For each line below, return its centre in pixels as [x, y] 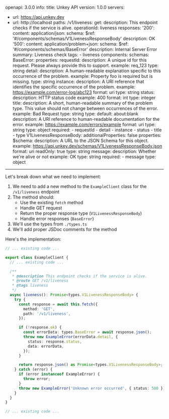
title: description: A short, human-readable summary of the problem [82, 103]
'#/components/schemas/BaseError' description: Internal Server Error [85, 49]
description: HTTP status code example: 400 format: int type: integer [84, 98]
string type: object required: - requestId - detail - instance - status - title [87, 130]
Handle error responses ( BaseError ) [57, 219]
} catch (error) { [33, 369]
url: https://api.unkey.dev [38, 17]
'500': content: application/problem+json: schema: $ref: [71, 44]
